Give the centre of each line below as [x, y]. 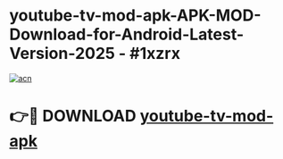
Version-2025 [62, 54]
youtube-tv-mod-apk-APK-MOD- [135, 16]
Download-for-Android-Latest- [127, 34]
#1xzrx [155, 54]
